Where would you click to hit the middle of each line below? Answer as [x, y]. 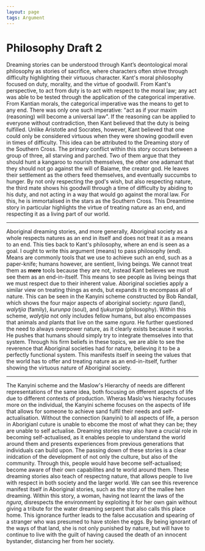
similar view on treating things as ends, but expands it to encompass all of [99, 290]
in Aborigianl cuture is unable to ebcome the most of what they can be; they [102, 425]
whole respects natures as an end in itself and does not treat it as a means [100, 238]
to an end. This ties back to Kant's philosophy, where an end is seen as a [98, 244]
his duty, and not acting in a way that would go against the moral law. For [98, 195]
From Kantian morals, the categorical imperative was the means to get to [98, 104]
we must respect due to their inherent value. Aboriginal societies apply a [97, 283]
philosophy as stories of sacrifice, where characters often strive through [97, 71]
